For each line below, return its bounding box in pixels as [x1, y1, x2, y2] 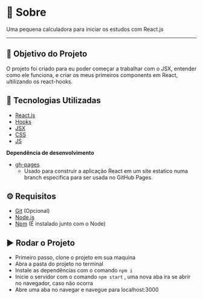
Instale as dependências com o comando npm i [14, 267, 133, 274]
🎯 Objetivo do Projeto [6, 49, 88, 59]
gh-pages [14, 161, 40, 168]
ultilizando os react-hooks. [6, 78, 73, 85]
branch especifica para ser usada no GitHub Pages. [24, 173, 153, 181]
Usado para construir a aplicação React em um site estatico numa [24, 167, 188, 175]
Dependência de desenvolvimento [6, 149, 95, 156]
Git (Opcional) [14, 207, 50, 215]
